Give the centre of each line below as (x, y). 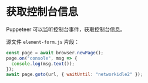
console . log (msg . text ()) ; (43, 64)
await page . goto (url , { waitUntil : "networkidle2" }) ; (75, 75)
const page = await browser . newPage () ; (55, 53)
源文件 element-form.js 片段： (43, 41)
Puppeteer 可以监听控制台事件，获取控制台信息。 (66, 29)
